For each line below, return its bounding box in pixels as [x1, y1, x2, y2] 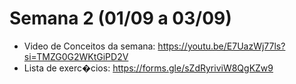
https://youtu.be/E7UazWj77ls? [157, 40, 286, 52]
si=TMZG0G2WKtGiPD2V [23, 50, 129, 62]
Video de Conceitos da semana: [23, 40, 156, 52]
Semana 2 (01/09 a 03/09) [9, 7, 232, 30]
